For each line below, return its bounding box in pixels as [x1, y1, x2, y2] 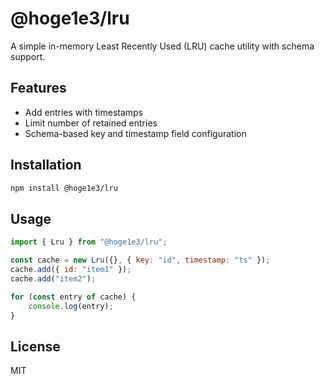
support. [10, 50, 46, 62]
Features [10, 80, 67, 97]
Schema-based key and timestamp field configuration [24, 127, 247, 139]
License [10, 338, 61, 355]
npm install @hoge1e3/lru [10, 183, 118, 193]
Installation [10, 157, 82, 174]
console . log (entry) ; [28, 301, 114, 311]
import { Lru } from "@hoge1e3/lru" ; [10, 237, 168, 247]
